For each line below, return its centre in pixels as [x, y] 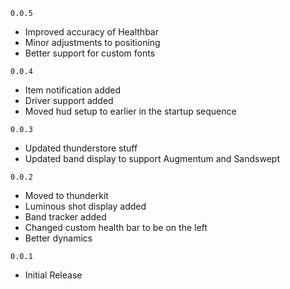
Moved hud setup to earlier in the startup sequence [130, 111]
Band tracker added [65, 217]
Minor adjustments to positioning [92, 42]
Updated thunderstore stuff [81, 148]
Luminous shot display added [85, 206]
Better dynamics [58, 238]
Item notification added [73, 90]
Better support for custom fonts [90, 53]
